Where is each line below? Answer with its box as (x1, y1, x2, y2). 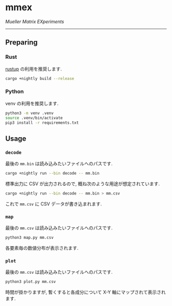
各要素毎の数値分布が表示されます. (5, 245, 79, 251)
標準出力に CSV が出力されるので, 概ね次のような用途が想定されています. (5, 181, 160, 187)
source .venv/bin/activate (5, 115, 63, 120)
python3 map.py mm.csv (5, 235, 54, 241)
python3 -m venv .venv (5, 111, 54, 116)
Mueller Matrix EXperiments (5, 18, 64, 25)
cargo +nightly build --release (5, 76, 74, 81)
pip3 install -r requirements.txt (5, 120, 79, 125)
